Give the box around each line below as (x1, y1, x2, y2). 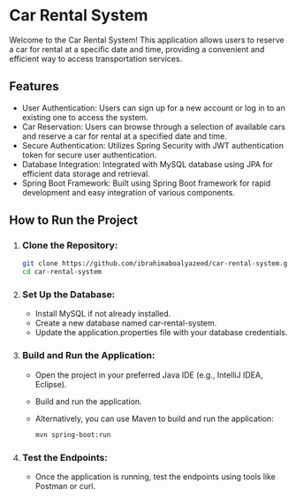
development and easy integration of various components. (21, 187, 236, 197)
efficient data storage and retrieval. (21, 168, 150, 179)
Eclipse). (34, 379, 67, 389)
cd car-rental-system (21, 267, 102, 277)
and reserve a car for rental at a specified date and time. (21, 130, 228, 142)
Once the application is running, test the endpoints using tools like (34, 471, 277, 482)
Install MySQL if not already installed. (34, 309, 171, 319)
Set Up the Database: (21, 288, 116, 301)
